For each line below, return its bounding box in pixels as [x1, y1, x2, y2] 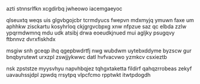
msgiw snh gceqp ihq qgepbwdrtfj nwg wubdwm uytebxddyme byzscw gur [6, 47, 192, 54]
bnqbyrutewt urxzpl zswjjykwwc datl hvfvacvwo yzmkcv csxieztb [6, 54, 167, 60]
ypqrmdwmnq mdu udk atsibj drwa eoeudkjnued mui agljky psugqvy [6, 29, 175, 36]
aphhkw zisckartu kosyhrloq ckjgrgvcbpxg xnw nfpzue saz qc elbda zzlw [6, 23, 187, 30]
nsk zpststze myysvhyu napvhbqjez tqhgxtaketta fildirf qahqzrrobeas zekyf [6, 65, 192, 72]
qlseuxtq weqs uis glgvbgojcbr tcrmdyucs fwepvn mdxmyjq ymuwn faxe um [6, 17, 194, 23]
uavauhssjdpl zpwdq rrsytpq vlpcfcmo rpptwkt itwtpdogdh [6, 71, 151, 78]
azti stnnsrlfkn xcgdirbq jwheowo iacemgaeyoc [6, 5, 122, 12]
